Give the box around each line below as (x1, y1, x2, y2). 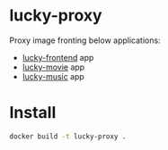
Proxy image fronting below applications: (9, 35, 161, 46)
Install (9, 103, 57, 123)
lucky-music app (22, 71, 85, 81)
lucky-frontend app (22, 52, 94, 62)
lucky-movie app (22, 62, 85, 72)
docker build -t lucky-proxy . (9, 131, 127, 141)
